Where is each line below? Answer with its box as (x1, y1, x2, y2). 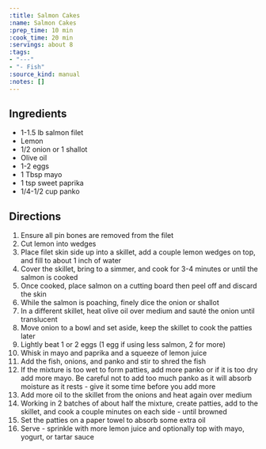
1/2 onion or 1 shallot (20, 145, 88, 154)
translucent (20, 315, 58, 324)
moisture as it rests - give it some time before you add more (20, 382, 216, 391)
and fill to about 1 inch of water (20, 256, 122, 266)
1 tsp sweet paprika (20, 179, 84, 188)
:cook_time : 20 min (9, 33, 74, 42)
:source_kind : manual (9, 70, 81, 78)
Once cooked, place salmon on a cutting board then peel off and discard (20, 281, 257, 291)
